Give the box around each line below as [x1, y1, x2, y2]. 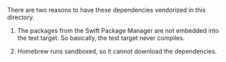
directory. [7, 13, 34, 21]
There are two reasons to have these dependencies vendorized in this [7, 6, 206, 14]
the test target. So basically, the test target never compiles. [17, 34, 185, 42]
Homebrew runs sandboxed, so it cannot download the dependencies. [17, 48, 217, 55]
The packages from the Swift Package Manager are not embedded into [17, 27, 219, 34]
